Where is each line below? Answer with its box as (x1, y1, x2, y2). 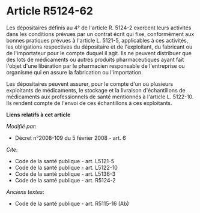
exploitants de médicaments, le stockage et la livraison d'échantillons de (6, 86, 186, 94)
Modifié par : (6, 122, 37, 130)
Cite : (6, 146, 18, 153)
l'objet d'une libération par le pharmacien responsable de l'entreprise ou (6, 62, 185, 70)
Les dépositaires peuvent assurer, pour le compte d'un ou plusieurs (6, 80, 174, 88)
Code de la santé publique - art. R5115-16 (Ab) (14, 200, 129, 207)
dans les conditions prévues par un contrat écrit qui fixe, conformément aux (6, 30, 195, 37)
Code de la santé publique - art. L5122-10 (14, 164, 118, 171)
